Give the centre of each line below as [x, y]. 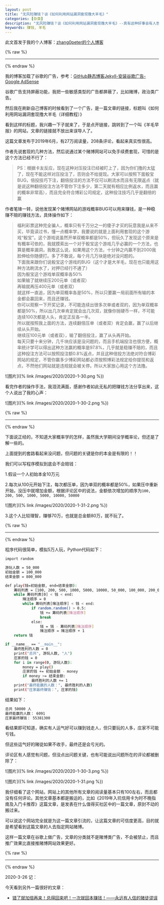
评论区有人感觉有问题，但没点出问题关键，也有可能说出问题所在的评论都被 [80, 755]
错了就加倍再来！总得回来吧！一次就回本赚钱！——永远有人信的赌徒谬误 [85, 898]
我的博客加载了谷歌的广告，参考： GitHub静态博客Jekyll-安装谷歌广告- [76, 76]
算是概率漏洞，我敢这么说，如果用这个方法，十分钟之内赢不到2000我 [86, 250]
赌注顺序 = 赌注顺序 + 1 [62, 631]
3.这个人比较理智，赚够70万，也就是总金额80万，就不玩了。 [66, 516]
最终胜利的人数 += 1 [49, 681]
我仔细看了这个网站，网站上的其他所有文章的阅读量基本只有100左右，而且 [79, 792]
